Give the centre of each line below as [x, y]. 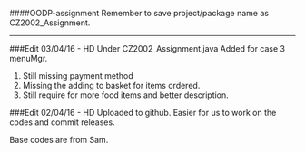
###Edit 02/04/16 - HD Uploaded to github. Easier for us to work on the [143, 113]
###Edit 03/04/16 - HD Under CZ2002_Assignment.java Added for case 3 [148, 48]
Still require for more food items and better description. [125, 95]
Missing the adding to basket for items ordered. [111, 85]
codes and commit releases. [62, 122]
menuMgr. [29, 58]
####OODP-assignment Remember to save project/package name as [139, 13]
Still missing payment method [78, 76]
